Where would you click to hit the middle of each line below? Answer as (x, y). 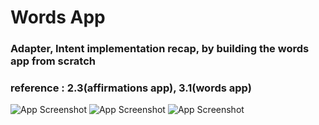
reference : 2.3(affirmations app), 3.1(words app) (131, 88)
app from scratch (53, 61)
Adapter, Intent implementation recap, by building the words (160, 49)
